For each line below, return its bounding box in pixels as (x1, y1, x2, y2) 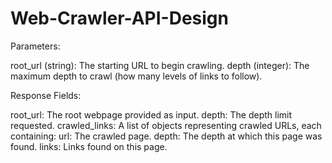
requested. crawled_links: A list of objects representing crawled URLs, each (10, 119, 322, 131)
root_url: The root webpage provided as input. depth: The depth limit (10, 108, 293, 121)
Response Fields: (10, 89, 82, 101)
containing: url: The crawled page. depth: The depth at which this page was (10, 130, 323, 142)
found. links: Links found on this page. (10, 140, 168, 152)
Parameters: (10, 40, 61, 52)
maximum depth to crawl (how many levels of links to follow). (10, 70, 263, 82)
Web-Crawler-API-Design (10, 7, 229, 30)
